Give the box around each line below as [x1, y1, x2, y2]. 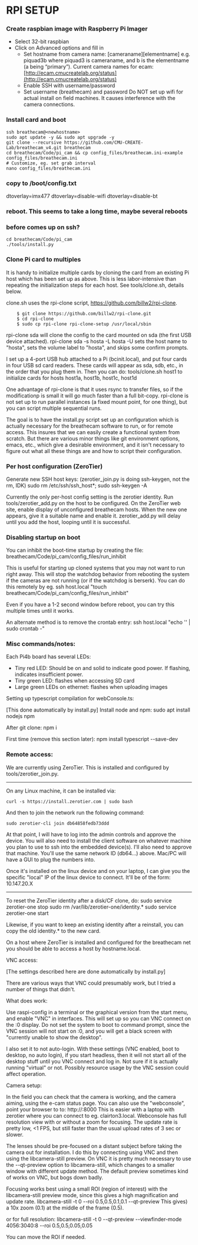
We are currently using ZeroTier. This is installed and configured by [6, 764, 169, 771]
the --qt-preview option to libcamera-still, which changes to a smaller [6, 1161, 175, 1168]
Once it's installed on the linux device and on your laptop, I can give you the [6, 867, 190, 874]
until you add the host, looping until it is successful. [6, 518, 131, 525]
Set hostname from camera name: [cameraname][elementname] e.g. [23, 51, 190, 58]
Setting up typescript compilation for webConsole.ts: [6, 695, 134, 702]
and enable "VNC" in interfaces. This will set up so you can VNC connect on [6, 1015, 192, 1022]
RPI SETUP [6, 4, 60, 17]
